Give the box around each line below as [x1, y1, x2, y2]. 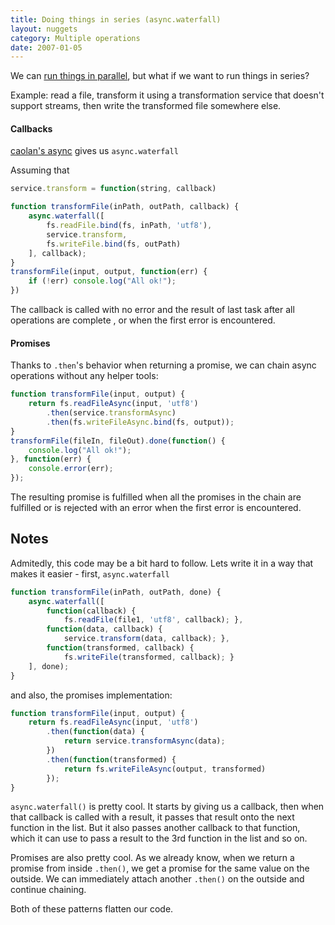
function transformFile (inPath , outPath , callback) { [10, 202, 240, 212]
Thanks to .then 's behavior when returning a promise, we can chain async [10, 359, 317, 371]
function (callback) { [46, 606, 137, 616]
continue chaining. [10, 884, 87, 896]
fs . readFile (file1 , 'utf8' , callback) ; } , [63, 615, 244, 625]
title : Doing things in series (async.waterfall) [10, 14, 222, 25]
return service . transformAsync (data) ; [63, 736, 226, 746]
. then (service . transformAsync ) [46, 408, 177, 418]
